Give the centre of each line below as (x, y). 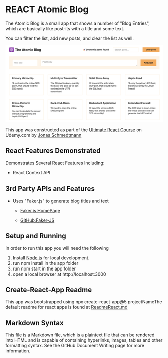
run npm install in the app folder (45, 263)
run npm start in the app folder (44, 268)
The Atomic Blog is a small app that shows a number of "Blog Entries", (78, 23)
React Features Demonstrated (53, 151)
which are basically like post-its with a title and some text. (65, 28)
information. (18, 351)
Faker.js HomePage (40, 210)
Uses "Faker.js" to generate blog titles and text (60, 201)
